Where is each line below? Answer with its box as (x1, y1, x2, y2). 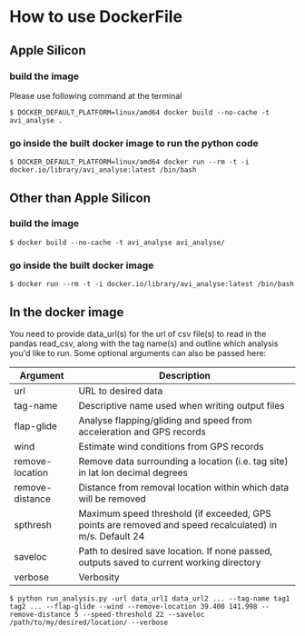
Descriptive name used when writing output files (78, 399, 285, 412)
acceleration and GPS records (78, 425, 206, 438)
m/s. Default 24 (78, 530, 145, 542)
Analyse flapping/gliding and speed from (78, 413, 252, 426)
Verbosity (78, 571, 120, 583)
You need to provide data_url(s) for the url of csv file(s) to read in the (9, 328, 267, 339)
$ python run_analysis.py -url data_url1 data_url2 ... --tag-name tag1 (9, 593, 290, 603)
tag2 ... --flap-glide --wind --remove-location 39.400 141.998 (9, 601, 258, 611)
